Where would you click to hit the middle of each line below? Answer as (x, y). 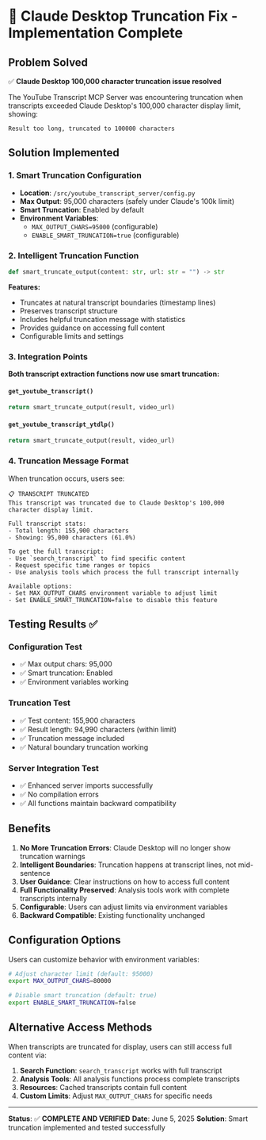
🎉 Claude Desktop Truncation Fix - (123, 16)
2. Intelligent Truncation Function (74, 255)
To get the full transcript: (56, 551)
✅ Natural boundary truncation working (84, 747)
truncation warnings (52, 856)
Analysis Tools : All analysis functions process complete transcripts (129, 1079)
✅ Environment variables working (74, 682)
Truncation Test (40, 703)
